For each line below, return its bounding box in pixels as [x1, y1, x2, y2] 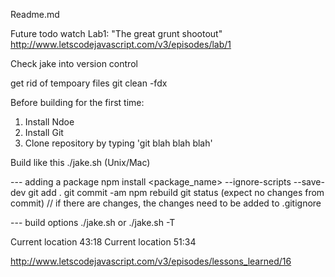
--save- [293, 176, 325, 188]
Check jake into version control [10, 58, 138, 69]
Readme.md [10, 9, 60, 20]
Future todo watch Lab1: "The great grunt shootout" [10, 28, 223, 39]
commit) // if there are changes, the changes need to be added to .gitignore [10, 197, 322, 209]
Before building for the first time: [10, 97, 145, 108]
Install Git [24, 127, 64, 138]
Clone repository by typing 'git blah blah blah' [24, 137, 213, 149]
